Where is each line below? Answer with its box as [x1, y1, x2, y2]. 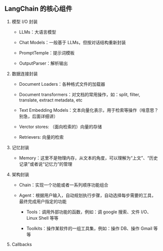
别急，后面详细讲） [19, 113, 58, 119]
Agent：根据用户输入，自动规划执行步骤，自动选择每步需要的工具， [19, 192, 156, 198]
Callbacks [11, 241, 32, 247]
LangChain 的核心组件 [4, 4, 72, 13]
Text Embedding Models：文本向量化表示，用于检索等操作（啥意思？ [19, 107, 159, 113]
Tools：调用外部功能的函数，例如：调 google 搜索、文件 [26, 209, 140, 215]
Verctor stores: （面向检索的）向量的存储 [19, 124, 102, 129]
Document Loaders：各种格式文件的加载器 [19, 81, 106, 87]
